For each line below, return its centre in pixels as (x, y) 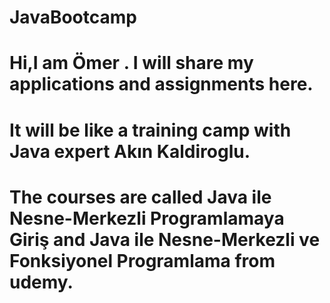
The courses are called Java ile (140, 197)
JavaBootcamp (73, 17)
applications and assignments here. (161, 84)
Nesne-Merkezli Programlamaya (147, 218)
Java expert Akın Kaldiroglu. (130, 151)
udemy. (41, 282)
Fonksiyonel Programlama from (142, 260)
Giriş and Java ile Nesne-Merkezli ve (165, 239)
